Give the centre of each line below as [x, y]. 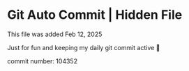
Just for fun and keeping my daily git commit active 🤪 [84, 47]
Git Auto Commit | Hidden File [95, 15]
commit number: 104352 [43, 61]
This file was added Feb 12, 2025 [55, 34]
